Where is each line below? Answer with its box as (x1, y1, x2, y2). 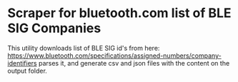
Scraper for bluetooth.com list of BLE (7, 5, 232, 21)
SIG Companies (7, 20, 101, 36)
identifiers (7, 58, 37, 67)
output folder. (7, 66, 48, 75)
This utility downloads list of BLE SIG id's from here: (7, 43, 160, 52)
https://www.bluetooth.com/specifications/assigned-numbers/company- (7, 51, 222, 60)
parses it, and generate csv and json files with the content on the (38, 58, 230, 67)
